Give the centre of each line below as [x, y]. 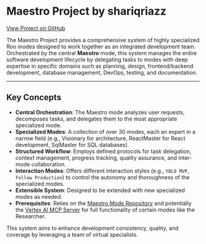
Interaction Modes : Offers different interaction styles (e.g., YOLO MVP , [102, 171]
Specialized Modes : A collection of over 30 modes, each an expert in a [105, 131]
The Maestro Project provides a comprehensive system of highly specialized [103, 40]
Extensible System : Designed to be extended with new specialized [100, 190]
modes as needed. [39, 196]
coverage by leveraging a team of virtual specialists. [72, 234]
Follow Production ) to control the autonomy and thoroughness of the [102, 177]
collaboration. [49, 164]
